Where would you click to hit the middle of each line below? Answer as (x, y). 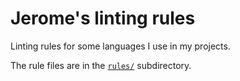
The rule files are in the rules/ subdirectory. (101, 65)
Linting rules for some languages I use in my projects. (120, 46)
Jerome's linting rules (103, 18)
